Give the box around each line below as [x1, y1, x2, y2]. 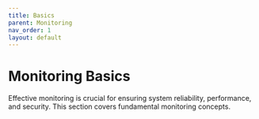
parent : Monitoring [8, 19, 73, 27]
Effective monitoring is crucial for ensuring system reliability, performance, [8, 94, 252, 103]
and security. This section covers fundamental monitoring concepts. [8, 102, 231, 111]
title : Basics [8, 11, 55, 20]
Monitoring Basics [8, 68, 131, 85]
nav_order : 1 [8, 26, 51, 34]
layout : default [8, 33, 62, 42]
